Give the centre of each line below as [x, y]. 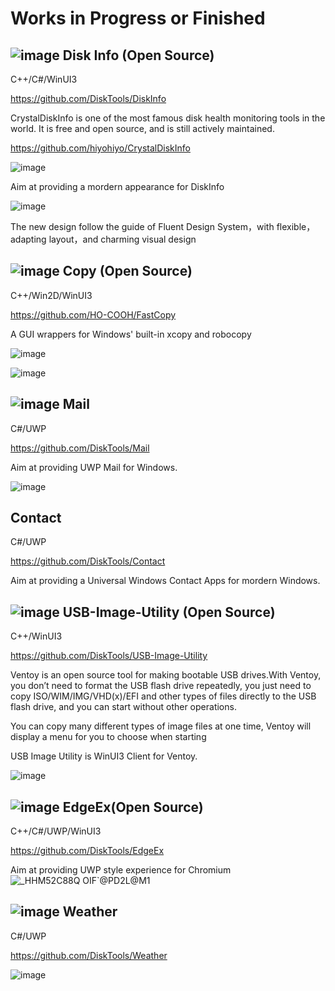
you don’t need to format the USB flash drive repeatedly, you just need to [161, 686]
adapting [28, 239]
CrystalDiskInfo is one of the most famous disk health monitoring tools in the [168, 118]
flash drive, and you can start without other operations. [123, 707]
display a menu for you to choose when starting [108, 737]
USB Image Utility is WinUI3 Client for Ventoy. [104, 756]
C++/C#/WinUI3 [44, 79]
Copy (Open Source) [127, 271]
